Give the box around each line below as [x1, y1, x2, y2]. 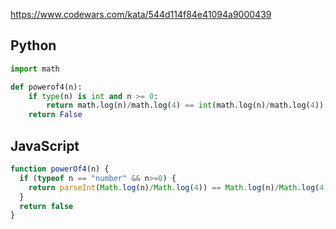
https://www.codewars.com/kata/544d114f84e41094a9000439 [10, 9, 272, 20]
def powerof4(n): [10, 82, 83, 92]
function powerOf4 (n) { [10, 164, 110, 174]
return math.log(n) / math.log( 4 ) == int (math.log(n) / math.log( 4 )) [46, 100, 325, 111]
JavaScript [10, 137, 80, 154]
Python [10, 37, 57, 54]
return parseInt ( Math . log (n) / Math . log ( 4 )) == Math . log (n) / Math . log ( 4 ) [28, 182, 329, 193]
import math [10, 64, 60, 74]
